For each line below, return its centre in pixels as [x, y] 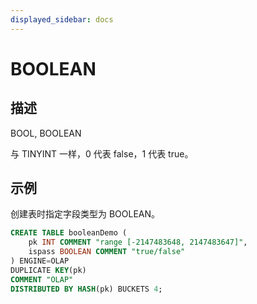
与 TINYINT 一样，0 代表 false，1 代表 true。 [102, 153]
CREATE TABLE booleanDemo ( [69, 233]
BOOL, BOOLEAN [46, 133]
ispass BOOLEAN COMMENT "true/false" [107, 252]
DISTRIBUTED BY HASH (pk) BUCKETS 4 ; [86, 289]
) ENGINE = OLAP [40, 261]
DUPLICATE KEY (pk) [48, 270]
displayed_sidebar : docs [62, 19]
